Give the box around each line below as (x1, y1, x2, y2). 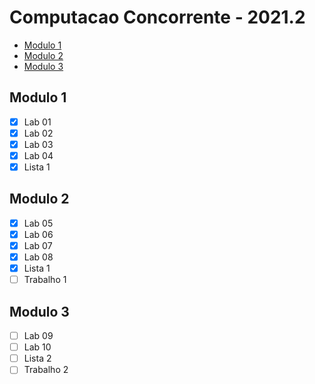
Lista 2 (23, 352, 52, 365)
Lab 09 (23, 330, 54, 342)
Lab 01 (23, 116, 52, 128)
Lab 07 (23, 240, 53, 251)
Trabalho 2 (23, 364, 69, 376)
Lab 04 (23, 149, 54, 161)
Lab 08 (23, 251, 54, 263)
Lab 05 (23, 217, 54, 229)
